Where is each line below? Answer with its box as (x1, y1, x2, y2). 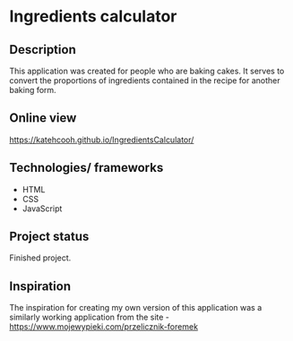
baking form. (9, 85, 56, 95)
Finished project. (9, 252, 72, 263)
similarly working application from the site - (9, 311, 170, 323)
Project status (9, 229, 90, 244)
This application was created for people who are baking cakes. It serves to (9, 65, 285, 76)
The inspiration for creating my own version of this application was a (9, 303, 263, 313)
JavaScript (22, 203, 63, 214)
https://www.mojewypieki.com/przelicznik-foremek (9, 321, 199, 332)
